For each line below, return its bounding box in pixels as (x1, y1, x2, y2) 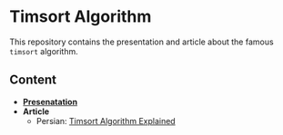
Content (9, 72, 57, 88)
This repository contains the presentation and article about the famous (9, 36, 275, 47)
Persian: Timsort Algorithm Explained (35, 115, 176, 126)
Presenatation (22, 96, 78, 107)
